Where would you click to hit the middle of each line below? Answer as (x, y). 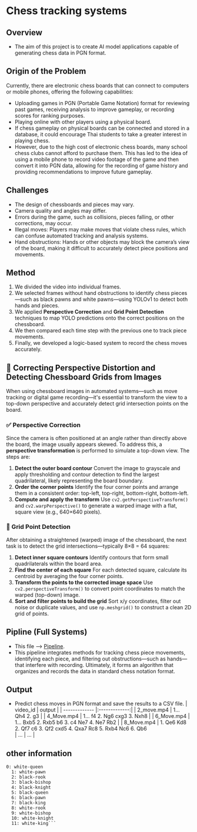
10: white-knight (33, 818)
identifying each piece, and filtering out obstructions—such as (90, 659)
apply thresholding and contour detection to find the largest (87, 474)
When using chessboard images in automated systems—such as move (92, 391)
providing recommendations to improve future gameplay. (84, 172)
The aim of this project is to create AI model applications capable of (97, 46)
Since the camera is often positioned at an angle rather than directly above (96, 438)
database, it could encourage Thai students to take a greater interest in (101, 134)
